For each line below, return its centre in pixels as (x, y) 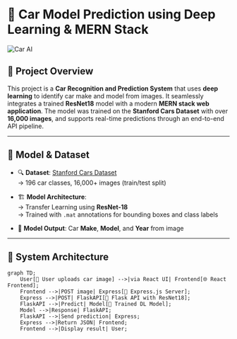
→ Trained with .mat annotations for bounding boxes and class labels (118, 214)
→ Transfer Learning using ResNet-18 (73, 207)
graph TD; (22, 273)
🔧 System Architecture (58, 257)
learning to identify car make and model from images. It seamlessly (105, 96)
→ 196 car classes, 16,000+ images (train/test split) (92, 183)
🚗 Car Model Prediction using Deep (111, 15)
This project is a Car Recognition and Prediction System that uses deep (113, 88)
